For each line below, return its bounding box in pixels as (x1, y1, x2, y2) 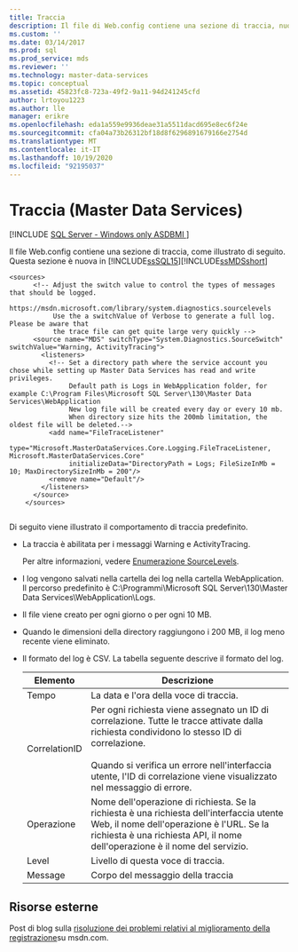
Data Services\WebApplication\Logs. (21, 592, 156, 603)
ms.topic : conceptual (9, 79, 90, 88)
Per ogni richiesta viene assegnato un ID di (90, 703, 269, 716)
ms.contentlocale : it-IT (9, 145, 101, 154)
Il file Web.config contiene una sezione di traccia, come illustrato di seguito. (9, 246, 286, 258)
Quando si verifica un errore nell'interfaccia (90, 759, 272, 772)
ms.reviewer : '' (9, 63, 69, 72)
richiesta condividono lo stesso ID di (90, 726, 242, 738)
